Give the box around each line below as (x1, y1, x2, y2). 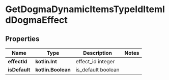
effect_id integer (75, 58, 115, 65)
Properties (5, 34, 40, 43)
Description (83, 50, 112, 56)
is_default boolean (75, 66, 120, 73)
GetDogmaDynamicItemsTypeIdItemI (5, 4, 165, 15)
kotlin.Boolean (35, 66, 71, 73)
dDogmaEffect (5, 14, 68, 26)
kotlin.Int (35, 58, 57, 65)
